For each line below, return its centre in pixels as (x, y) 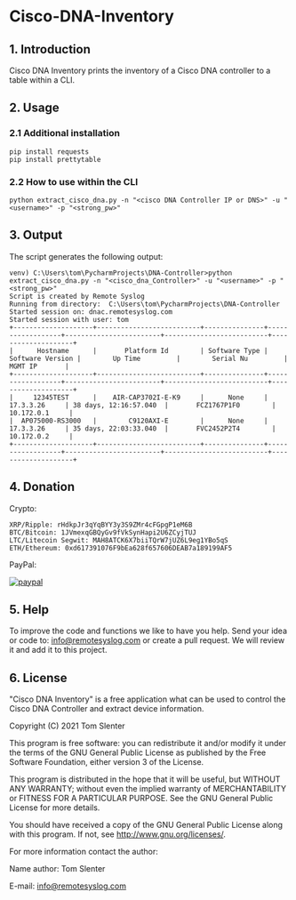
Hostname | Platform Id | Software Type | (152, 350)
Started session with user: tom (69, 319)
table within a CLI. (42, 80)
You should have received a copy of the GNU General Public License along (146, 825)
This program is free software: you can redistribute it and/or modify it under (148, 743)
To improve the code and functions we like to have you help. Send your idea (148, 631)
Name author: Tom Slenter (57, 869)
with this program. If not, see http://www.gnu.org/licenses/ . (118, 834)
